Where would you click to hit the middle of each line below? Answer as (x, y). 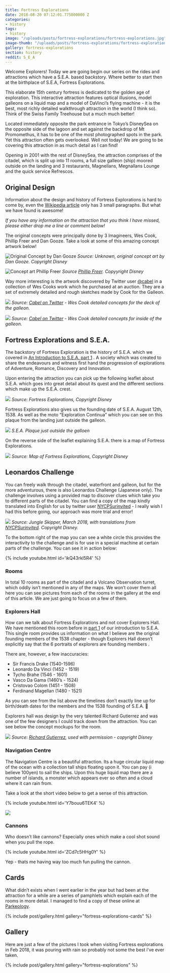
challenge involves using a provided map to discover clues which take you (83, 495)
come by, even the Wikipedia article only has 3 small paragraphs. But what (83, 205)
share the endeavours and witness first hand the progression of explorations (85, 363)
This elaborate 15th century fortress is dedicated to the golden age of (78, 93)
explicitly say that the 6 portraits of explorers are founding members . (77, 644)
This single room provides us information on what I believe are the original (82, 633)
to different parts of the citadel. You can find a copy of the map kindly (78, 501)
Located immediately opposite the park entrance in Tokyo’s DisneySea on (82, 124)
